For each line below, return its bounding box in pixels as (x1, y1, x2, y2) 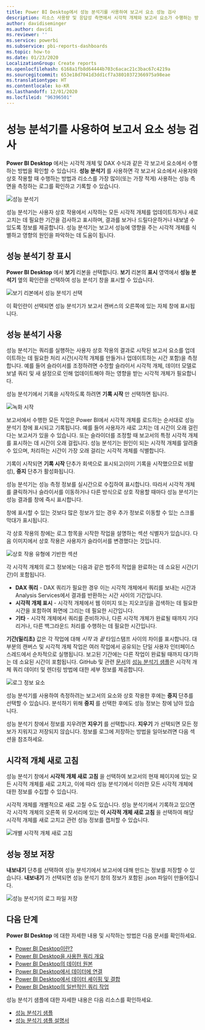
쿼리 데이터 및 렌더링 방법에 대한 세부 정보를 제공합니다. (12, 666, 145, 674)
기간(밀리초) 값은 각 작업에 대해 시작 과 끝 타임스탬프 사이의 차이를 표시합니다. (6, 635, 191, 643)
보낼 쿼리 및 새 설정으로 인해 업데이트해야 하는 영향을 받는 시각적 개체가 (6, 370, 176, 377)
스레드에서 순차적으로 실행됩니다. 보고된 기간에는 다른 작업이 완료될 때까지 (6, 650, 182, 658)
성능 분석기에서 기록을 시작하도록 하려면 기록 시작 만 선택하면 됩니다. (6, 390, 169, 398)
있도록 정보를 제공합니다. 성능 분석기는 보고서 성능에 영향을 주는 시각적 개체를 (6, 224, 190, 231)
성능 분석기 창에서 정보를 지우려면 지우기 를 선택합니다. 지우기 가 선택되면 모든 (6, 720, 192, 727)
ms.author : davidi (6, 26, 53, 32)
